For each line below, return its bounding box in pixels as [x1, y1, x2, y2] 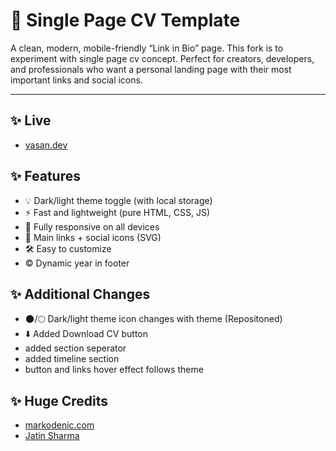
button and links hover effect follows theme [24, 364, 204, 376]
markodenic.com [24, 419, 95, 431]
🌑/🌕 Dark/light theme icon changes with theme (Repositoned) [24, 313, 283, 325]
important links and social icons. [10, 74, 143, 86]
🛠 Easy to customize [24, 242, 112, 254]
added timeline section [24, 353, 120, 365]
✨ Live [10, 112, 52, 129]
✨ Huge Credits [10, 392, 109, 409]
